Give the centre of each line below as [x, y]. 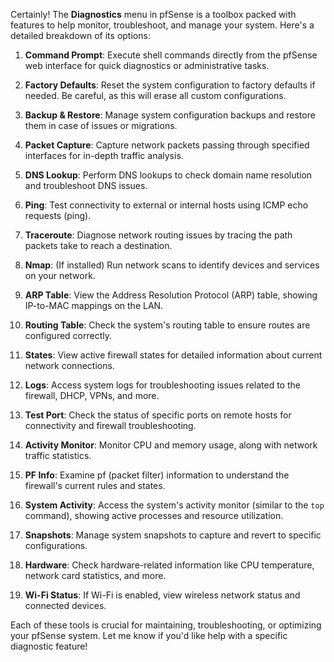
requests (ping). [58, 215]
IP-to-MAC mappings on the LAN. [94, 305]
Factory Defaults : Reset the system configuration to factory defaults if [170, 85]
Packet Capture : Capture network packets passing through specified [167, 145]
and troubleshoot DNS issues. [86, 185]
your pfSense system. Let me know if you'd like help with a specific [149, 635]
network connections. [69, 365]
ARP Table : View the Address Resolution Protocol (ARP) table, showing [171, 295]
